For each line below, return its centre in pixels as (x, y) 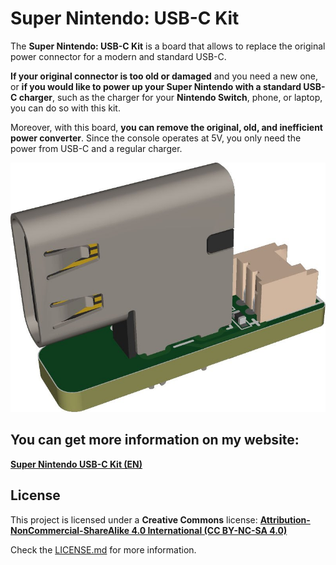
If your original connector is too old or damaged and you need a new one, (164, 76)
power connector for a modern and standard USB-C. (118, 56)
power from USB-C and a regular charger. (96, 148)
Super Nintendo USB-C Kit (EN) (76, 464)
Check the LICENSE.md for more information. (103, 549)
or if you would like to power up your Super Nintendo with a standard (156, 86)
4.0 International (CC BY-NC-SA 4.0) (209, 530)
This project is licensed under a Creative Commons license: (134, 519)
